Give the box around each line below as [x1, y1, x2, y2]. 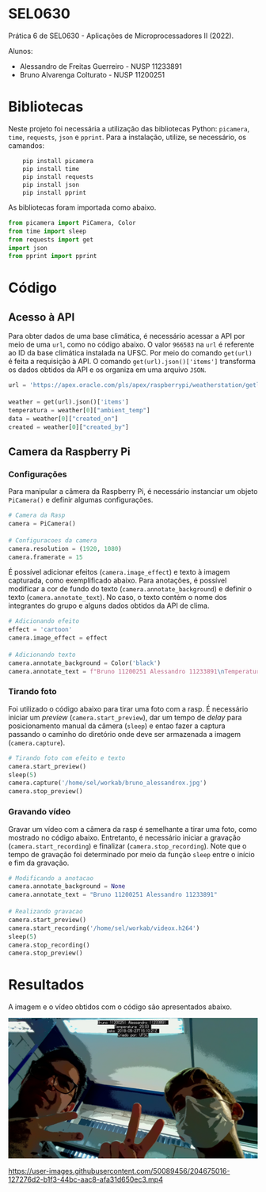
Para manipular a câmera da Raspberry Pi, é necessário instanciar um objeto [8, 487, 258, 496]
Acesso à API [8, 310, 75, 324]
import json [8, 244, 47, 252]
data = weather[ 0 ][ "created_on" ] [8, 415, 119, 423]
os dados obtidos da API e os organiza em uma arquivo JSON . [8, 365, 207, 374]
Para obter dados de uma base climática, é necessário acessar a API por [8, 332, 245, 341]
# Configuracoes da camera [8, 536, 97, 545]
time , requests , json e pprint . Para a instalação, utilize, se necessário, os [8, 132, 247, 142]
